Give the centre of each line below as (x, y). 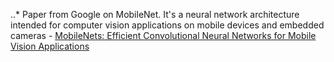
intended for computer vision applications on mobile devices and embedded (167, 25)
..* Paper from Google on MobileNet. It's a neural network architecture (155, 14)
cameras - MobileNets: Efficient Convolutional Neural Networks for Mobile (163, 35)
